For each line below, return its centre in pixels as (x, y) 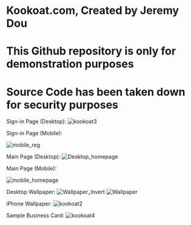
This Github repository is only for (91, 51)
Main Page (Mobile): (32, 169)
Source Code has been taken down (96, 92)
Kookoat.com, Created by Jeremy (93, 11)
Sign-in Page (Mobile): (34, 133)
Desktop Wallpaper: (31, 192)
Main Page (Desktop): (33, 157)
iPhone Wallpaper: (29, 204)
